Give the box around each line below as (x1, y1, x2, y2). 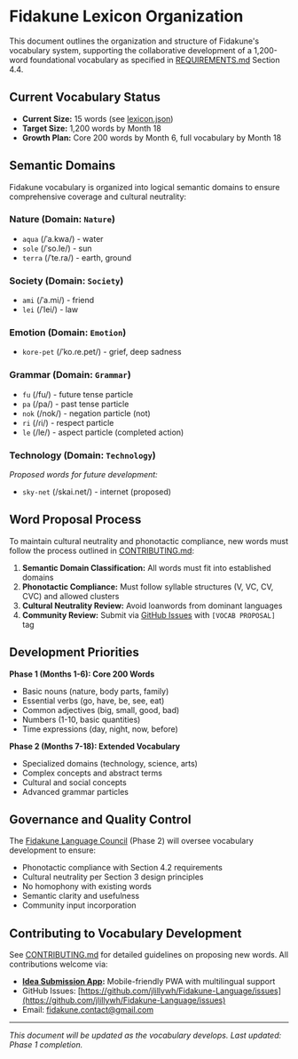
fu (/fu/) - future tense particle (21, 389, 134, 399)
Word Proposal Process (9, 512, 142, 527)
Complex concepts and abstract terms (21, 767, 162, 778)
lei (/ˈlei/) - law (21, 304, 78, 315)
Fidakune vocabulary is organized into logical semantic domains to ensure (9, 181, 280, 192)
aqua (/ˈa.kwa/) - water (21, 233, 104, 244)
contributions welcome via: (9, 959, 108, 970)
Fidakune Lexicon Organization (9, 6, 244, 27)
